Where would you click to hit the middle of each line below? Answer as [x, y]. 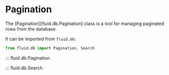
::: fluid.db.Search [24, 68]
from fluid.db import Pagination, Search [50, 48]
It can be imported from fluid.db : [41, 39]
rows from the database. [31, 29]
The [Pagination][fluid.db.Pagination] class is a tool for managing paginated [85, 23]
